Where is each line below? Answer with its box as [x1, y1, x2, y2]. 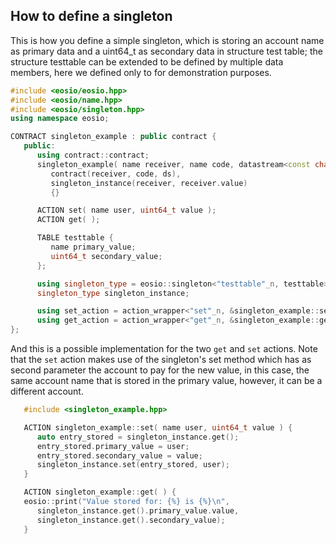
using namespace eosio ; [10, 114, 110, 124]
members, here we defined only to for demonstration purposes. [10, 66, 272, 78]
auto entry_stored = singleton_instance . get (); [36, 432, 240, 442]
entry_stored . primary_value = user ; [36, 441, 190, 451]
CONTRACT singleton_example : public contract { [10, 132, 217, 142]
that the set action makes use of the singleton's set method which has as [10, 354, 312, 366]
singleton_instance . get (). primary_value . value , [36, 505, 240, 516]
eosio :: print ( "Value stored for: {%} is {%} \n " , [23, 497, 230, 507]
